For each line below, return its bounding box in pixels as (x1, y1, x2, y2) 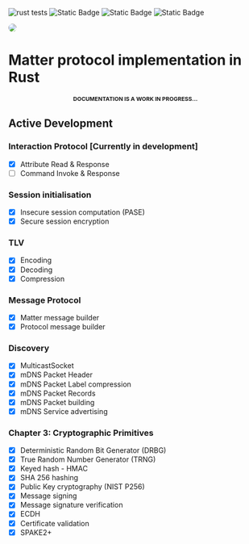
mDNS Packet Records (19, 388, 96, 398)
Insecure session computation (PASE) (19, 207, 145, 217)
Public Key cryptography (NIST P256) (19, 482, 145, 492)
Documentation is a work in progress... (73, 94, 198, 103)
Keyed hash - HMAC (19, 464, 89, 474)
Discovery (8, 343, 50, 354)
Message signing (19, 491, 77, 500)
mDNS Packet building (19, 397, 95, 407)
